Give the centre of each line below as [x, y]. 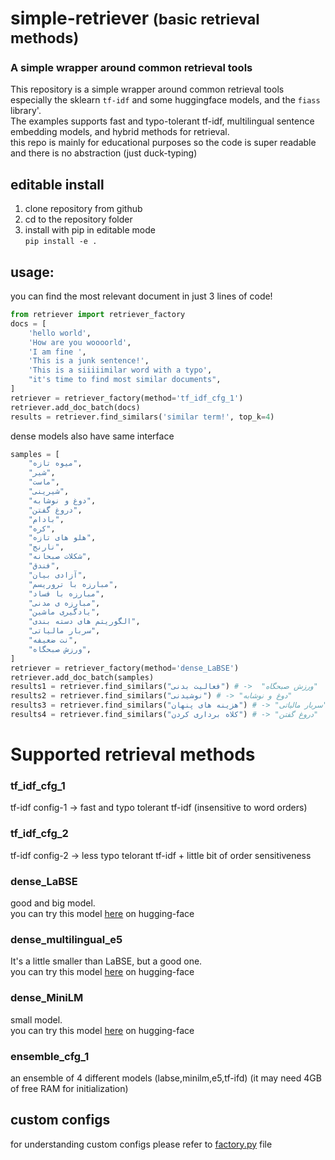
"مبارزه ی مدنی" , [64, 603]
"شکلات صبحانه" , [60, 557]
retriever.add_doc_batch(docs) [75, 407]
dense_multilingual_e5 [66, 939]
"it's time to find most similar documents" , [125, 380]
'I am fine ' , [57, 352]
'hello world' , [60, 333]
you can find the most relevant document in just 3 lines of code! [141, 296]
